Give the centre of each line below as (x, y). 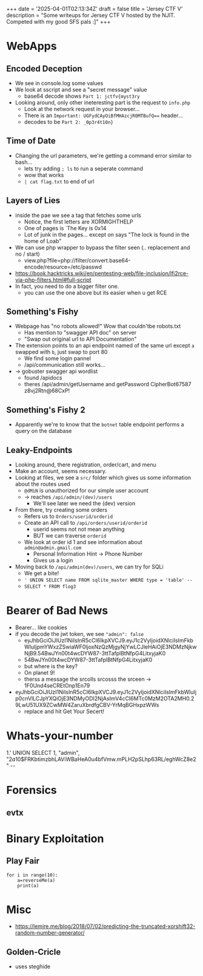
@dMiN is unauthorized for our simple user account (86, 491)
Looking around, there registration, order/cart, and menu (85, 465)
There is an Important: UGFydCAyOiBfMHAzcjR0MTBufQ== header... (103, 115)
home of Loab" (43, 241)
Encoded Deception (45, 68)
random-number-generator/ (50, 933)
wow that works (44, 175)
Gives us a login (53, 561)
